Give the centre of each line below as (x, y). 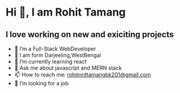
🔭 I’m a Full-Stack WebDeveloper (55, 49)
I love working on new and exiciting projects (90, 34)
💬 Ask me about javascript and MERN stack (68, 68)
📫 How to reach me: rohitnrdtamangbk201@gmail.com (82, 75)
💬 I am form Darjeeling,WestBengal (58, 55)
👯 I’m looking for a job (41, 83)
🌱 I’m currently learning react (50, 61)
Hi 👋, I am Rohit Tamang (66, 12)
